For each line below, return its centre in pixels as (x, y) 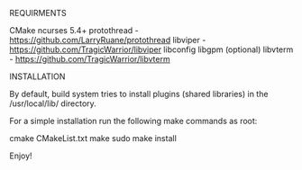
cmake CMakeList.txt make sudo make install (93, 138)
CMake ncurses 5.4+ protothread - (74, 30)
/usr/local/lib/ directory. (53, 103)
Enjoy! (21, 156)
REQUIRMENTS (38, 13)
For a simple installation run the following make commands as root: (133, 121)
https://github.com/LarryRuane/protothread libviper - (108, 40)
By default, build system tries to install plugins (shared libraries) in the (139, 94)
